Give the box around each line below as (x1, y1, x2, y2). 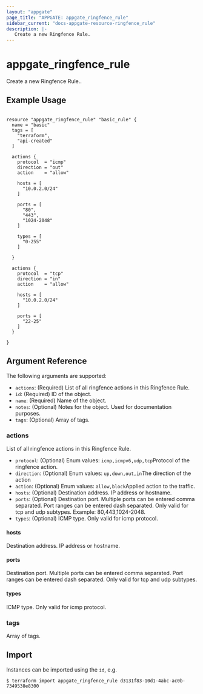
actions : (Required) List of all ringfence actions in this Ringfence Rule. (15, 383, 190, 391)
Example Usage (6, 95, 67, 106)
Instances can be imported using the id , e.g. (6, 665, 117, 673)
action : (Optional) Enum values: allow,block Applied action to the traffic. (15, 482, 196, 490)
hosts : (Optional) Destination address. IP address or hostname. (15, 489, 172, 496)
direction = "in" (17, 275, 61, 282)
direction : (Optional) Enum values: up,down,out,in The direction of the (15, 470, 191, 477)
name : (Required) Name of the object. (15, 397, 107, 404)
